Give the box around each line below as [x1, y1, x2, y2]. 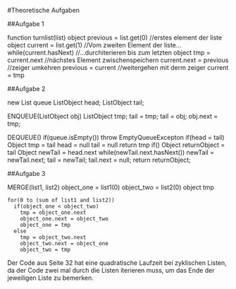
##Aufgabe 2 [7, 85, 46, 93]
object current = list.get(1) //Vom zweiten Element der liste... [7, 41, 182, 49]
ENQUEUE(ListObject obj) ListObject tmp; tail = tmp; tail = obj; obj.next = [7, 112, 218, 120]
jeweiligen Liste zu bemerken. [7, 273, 94, 282]
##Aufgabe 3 [7, 170, 46, 177]
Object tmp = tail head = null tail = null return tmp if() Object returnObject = [7, 141, 225, 149]
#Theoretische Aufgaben [7, 6, 80, 14]
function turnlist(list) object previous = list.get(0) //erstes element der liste [7, 33, 223, 42]
